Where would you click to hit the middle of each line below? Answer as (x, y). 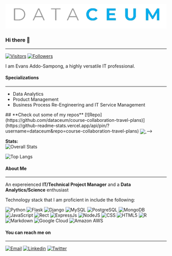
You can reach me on (28, 232)
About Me (16, 168)
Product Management (36, 99)
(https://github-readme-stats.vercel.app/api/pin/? (57, 125)
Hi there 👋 (18, 40)
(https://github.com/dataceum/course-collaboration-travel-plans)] (75, 120)
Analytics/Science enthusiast (37, 190)
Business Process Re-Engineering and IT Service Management (79, 104)
